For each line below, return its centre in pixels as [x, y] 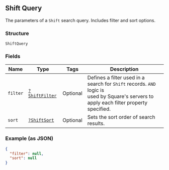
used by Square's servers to [120, 96]
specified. [99, 109]
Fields [13, 56]
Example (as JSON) [29, 138]
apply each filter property [117, 103]
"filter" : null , [27, 153]
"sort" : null [23, 158]
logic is [96, 90]
